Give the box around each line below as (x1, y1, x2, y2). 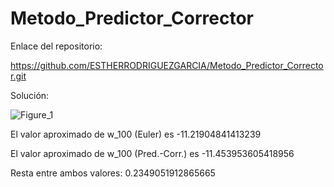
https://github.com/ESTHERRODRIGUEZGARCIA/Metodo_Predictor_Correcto (10, 59, 324, 71)
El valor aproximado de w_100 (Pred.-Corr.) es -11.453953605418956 (10, 147, 295, 159)
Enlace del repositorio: (10, 40, 103, 52)
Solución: (10, 89, 50, 101)
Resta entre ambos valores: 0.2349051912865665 (10, 167, 216, 179)
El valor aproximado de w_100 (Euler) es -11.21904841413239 (10, 128, 262, 140)
